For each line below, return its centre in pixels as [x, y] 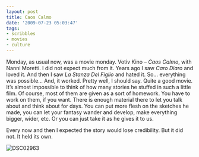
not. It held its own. [30, 136]
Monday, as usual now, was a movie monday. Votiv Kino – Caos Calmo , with [99, 62]
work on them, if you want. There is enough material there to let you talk [94, 99]
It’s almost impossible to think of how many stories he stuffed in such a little [99, 87]
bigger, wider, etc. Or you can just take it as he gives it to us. [80, 118]
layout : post [22, 12]
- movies [17, 39]
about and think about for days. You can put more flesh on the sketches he [97, 106]
